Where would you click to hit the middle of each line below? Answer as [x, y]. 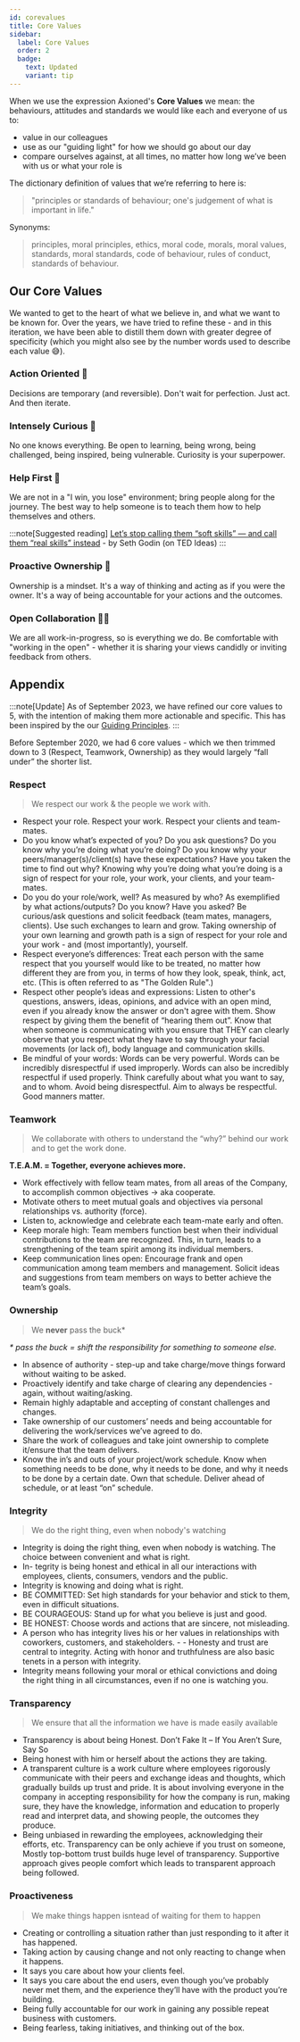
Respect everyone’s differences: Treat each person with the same [143, 954]
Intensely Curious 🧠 [53, 426]
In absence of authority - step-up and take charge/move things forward [154, 1364]
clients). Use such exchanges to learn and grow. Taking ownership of [149, 926]
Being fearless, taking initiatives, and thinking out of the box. [133, 2028]
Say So [35, 1749]
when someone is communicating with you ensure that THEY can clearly [156, 1030]
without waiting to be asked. [74, 1374]
